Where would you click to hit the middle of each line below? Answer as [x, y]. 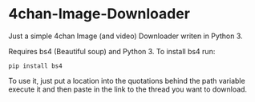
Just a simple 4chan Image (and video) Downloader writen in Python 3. [125, 36]
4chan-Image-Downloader [99, 14]
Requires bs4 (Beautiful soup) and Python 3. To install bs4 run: [112, 51]
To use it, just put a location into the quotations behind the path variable [127, 80]
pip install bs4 [35, 66]
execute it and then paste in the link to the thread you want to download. [127, 89]
